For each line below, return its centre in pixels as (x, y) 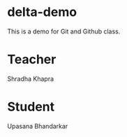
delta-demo (42, 12)
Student (31, 107)
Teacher (32, 59)
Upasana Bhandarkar (38, 126)
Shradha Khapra (31, 79)
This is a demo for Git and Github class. (64, 31)
